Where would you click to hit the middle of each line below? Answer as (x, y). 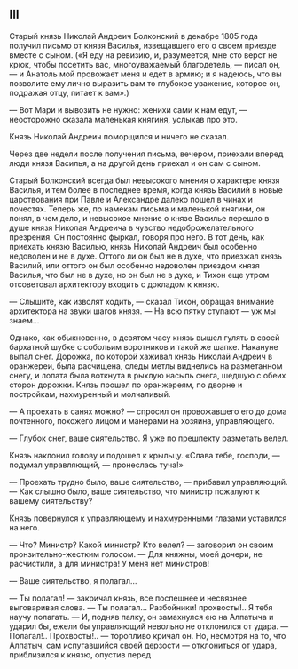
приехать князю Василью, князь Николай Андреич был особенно (133, 246)
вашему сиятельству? (51, 500)
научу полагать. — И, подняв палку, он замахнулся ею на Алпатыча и (141, 617)
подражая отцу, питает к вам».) (70, 92)
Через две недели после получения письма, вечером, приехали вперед (146, 154)
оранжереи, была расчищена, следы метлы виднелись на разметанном (146, 366)
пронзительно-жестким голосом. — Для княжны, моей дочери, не (136, 554)
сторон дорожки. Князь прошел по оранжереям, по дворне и (126, 385)
